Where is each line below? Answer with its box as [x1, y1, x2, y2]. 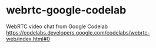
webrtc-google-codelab [6, 4, 127, 17]
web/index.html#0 [6, 35, 50, 42]
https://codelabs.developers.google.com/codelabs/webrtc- [6, 29, 150, 36]
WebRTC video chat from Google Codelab [6, 23, 108, 30]
